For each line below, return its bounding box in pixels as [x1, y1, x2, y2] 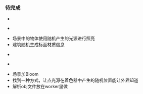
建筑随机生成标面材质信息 [12, 42, 65, 48]
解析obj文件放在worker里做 [12, 84, 68, 90]
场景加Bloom [12, 71, 39, 77]
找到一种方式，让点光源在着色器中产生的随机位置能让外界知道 [12, 77, 139, 83]
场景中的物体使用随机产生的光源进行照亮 [12, 35, 95, 41]
